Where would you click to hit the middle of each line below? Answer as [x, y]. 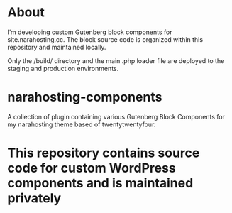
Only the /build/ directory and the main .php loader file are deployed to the [116, 60]
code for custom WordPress [92, 168]
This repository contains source [104, 153]
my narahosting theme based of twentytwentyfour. [82, 124]
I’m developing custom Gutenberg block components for [90, 32]
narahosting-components [85, 97]
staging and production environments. [63, 68]
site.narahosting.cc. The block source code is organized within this [105, 39]
